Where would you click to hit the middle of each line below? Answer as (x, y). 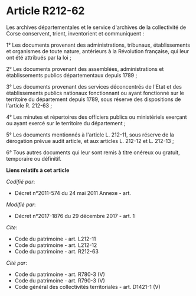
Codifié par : (21, 181)
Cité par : (17, 263)
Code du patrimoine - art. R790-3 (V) (60, 280)
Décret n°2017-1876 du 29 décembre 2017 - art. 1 (75, 216)
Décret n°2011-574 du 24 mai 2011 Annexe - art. (73, 193)
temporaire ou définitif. (34, 158)
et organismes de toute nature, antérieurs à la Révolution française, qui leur (98, 51)
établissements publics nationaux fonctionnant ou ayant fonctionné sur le (95, 93)
